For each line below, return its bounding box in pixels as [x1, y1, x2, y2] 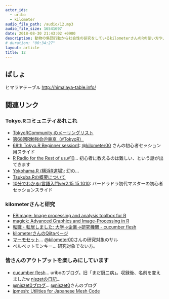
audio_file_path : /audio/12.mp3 [5, 21, 73, 27]
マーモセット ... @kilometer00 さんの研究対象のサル [12, 237, 118, 243]
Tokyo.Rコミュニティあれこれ [5, 117, 77, 124]
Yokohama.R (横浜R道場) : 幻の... [12, 168, 79, 174]
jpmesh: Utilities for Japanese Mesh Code [12, 288, 100, 294]
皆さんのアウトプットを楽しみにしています [5, 257, 109, 264]
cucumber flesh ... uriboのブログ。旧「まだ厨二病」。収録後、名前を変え [12, 270, 161, 276]
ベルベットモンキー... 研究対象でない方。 [12, 243, 98, 249]
